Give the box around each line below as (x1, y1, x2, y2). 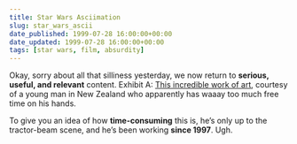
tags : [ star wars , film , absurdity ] (9, 46, 145, 55)
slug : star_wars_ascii (9, 21, 93, 30)
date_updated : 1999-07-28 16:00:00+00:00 (9, 37, 165, 47)
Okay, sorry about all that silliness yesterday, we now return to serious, (9, 70, 270, 80)
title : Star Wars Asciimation (9, 12, 121, 22)
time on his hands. (9, 98, 77, 109)
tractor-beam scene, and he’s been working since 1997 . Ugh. (9, 125, 233, 135)
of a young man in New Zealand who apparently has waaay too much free (9, 89, 279, 100)
